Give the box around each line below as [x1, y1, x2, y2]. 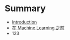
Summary [4, 3, 46, 14]
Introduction [11, 19, 37, 25]
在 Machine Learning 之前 [11, 25, 65, 31]
